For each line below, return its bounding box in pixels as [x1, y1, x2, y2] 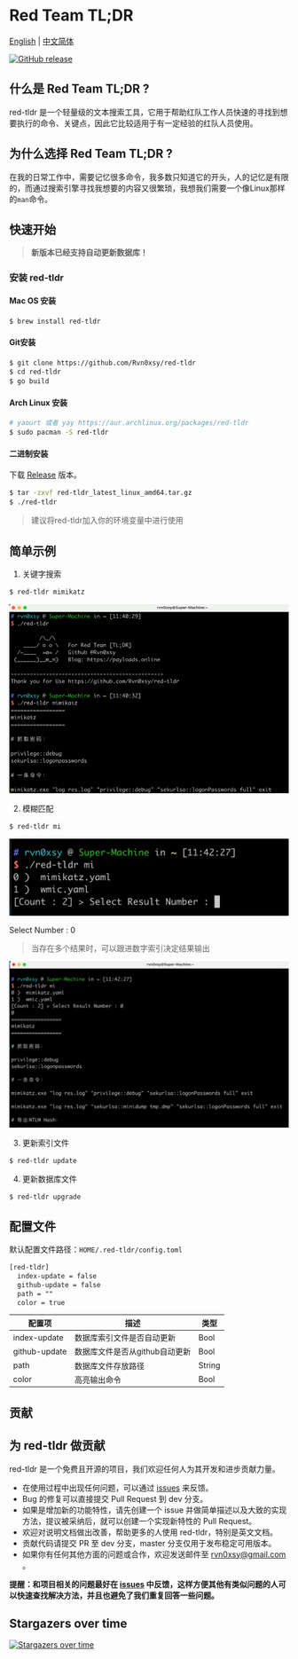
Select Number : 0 [9, 924, 76, 936]
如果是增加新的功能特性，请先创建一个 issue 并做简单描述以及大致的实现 [21, 1505, 287, 1515]
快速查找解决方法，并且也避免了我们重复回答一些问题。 [16, 1590, 219, 1600]
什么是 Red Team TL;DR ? [9, 82, 150, 97]
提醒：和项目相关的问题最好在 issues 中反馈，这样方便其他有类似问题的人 [9, 1578, 279, 1589]
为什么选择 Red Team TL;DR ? [9, 146, 173, 161]
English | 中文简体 [9, 35, 74, 46]
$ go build [9, 377, 50, 386]
